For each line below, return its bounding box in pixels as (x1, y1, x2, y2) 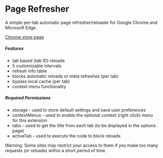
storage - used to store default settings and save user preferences (12, 107, 146, 113)
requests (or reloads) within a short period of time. (5, 147, 106, 153)
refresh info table (12, 68, 47, 74)
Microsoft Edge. (5, 24, 38, 30)
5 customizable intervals (12, 62, 62, 69)
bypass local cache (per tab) (12, 78, 70, 84)
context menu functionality (12, 83, 66, 89)
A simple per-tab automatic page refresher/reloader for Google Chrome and (5, 20, 158, 25)
